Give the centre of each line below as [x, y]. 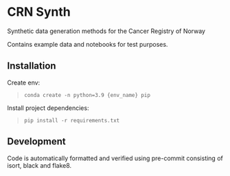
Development [37, 142]
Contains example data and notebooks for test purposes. [88, 44]
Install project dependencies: [48, 108]
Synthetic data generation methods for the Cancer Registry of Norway [106, 31]
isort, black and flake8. [39, 165]
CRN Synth [39, 12]
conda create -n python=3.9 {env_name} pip [87, 95]
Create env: [24, 82]
